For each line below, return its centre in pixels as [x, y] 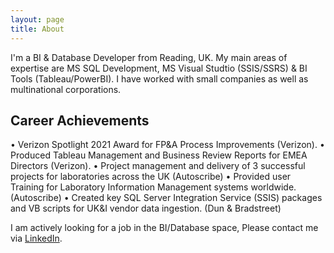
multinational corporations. [66, 89]
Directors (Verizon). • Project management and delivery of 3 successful [158, 166]
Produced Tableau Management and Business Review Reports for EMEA [159, 155]
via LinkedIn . [36, 238]
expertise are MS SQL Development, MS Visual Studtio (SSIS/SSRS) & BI [159, 68]
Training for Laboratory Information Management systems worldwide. [153, 187]
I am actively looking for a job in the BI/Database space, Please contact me [164, 228]
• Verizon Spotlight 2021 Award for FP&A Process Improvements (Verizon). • [167, 145]
